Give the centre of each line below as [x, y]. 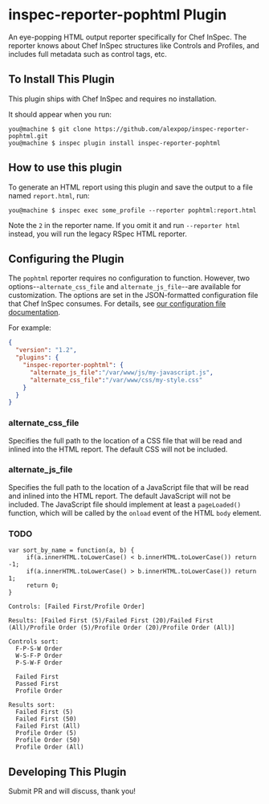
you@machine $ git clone [50, 129]
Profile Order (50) [48, 741]
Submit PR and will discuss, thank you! [72, 791]
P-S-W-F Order [39, 663]
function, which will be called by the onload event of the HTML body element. [135, 512]
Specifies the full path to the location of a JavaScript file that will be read [128, 487]
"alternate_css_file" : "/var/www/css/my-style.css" [116, 380]
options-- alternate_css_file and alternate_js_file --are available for [125, 287]
